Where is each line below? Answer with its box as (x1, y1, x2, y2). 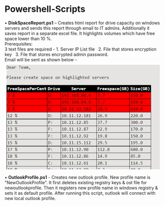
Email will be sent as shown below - (4, 56, 77, 62)
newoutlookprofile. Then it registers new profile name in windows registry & (4, 185, 158, 191)
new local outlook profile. (4, 196, 56, 202)
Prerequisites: (4, 41, 33, 47)
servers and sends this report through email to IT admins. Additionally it (4, 25, 150, 31)
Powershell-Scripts (4, 3, 86, 15)
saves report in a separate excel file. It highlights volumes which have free (4, 30, 155, 36)
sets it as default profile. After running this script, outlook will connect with (4, 190, 156, 196)
